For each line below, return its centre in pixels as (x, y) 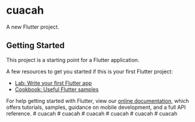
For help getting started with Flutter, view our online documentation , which (98, 101)
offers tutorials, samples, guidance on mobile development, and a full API (96, 107)
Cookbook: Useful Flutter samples (57, 89)
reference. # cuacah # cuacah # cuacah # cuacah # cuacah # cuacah (92, 113)
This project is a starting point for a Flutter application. (73, 60)
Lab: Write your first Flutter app (53, 83)
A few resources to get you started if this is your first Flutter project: (89, 71)
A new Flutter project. (33, 27)
